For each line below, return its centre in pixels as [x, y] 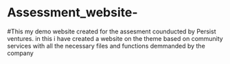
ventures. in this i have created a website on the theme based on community [115, 38]
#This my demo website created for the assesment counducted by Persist [112, 31]
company [21, 53]
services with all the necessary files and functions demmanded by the [106, 46]
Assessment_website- [73, 13]
